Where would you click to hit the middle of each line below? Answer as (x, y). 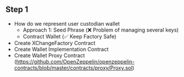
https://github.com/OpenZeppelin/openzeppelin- (75, 61)
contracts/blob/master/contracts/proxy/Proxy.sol (73, 68)
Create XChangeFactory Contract (55, 43)
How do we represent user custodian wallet (67, 23)
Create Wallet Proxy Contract (49, 55)
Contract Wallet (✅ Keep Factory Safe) (70, 36)
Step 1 (17, 10)
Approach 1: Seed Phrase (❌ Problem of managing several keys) (101, 30)
